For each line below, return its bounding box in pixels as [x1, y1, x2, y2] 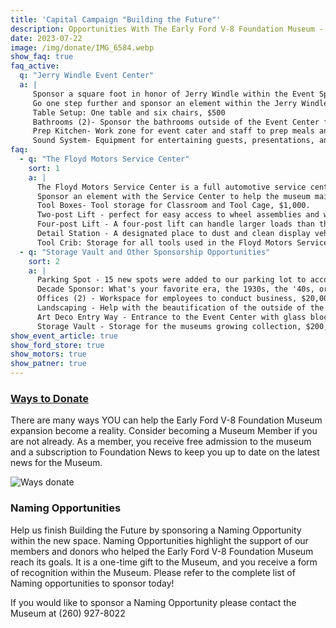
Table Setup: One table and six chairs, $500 [32, 107, 226, 118]
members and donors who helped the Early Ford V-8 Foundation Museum [10, 545, 314, 557]
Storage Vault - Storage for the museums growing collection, [36, 321, 302, 331]
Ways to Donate [10, 391, 89, 405]
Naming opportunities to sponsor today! [10, 577, 175, 589]
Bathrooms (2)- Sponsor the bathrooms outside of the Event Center [32, 117, 320, 127]
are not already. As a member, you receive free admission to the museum [10, 436, 312, 448]
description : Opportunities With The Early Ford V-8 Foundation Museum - [10, 24, 325, 34]
